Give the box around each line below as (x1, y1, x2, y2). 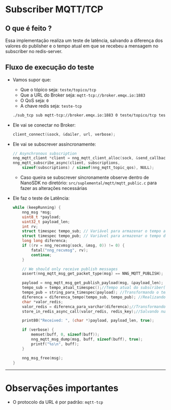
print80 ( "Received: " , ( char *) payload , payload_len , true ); (22, 318, 154, 323)
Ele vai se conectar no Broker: (12, 122, 76, 128)
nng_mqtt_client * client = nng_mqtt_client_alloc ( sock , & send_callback (12, 156, 168, 161)
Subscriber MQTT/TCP (5, 4, 103, 15)
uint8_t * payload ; (22, 214, 61, 220)
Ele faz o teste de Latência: (12, 195, 70, 201)
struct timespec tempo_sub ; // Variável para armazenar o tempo (22, 229, 161, 234)
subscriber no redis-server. (5, 49, 63, 54)
